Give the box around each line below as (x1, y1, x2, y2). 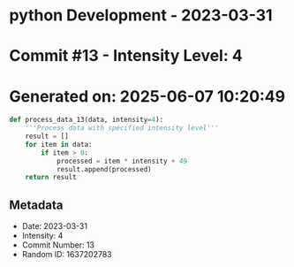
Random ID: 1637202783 (21, 249, 112, 260)
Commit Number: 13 (21, 240, 95, 250)
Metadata (9, 197, 64, 212)
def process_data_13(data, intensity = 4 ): (9, 116, 164, 125)
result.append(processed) (56, 164, 152, 173)
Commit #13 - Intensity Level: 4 (9, 46, 243, 66)
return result (25, 173, 77, 182)
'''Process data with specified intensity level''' (25, 124, 219, 133)
